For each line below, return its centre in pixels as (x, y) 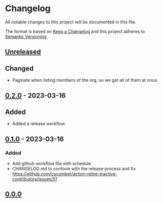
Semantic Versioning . (26, 37)
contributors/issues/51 (35, 179)
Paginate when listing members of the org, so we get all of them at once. (85, 80)
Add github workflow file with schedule (51, 164)
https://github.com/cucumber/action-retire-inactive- (65, 174)
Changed (19, 68)
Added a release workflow (39, 124)
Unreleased (23, 52)
